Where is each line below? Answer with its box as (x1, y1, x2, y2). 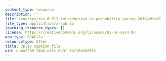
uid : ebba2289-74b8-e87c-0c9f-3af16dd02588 (5, 48, 96, 53)
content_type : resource (5, 7, 54, 12)
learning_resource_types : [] (5, 26, 65, 30)
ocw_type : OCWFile (5, 35, 43, 40)
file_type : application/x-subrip (5, 21, 74, 26)
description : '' (5, 12, 39, 17)
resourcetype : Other (5, 39, 48, 44)
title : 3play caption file (5, 44, 61, 49)
